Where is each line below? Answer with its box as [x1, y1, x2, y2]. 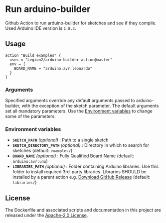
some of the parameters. [5, 113, 56, 119]
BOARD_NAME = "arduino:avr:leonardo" [14, 66, 93, 71]
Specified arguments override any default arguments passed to [5, 98, 136, 104]
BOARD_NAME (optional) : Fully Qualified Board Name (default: [12, 153, 135, 159]
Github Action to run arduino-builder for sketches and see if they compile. [5, 20, 157, 26]
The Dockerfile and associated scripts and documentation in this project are [5, 207, 161, 213]
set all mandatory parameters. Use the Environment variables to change [5, 108, 153, 114]
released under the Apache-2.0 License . [5, 213, 88, 219]
